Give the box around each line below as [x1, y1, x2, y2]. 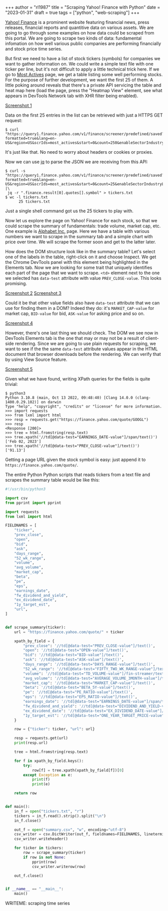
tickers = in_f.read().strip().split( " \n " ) [14, 813, 106, 818]
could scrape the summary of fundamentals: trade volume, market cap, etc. [5, 223, 161, 229]
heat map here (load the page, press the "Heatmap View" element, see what [5, 88, 162, 93]
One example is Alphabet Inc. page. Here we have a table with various [5, 228, 149, 234]
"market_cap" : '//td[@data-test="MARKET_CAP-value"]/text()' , [23, 680, 155, 685]
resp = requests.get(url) [14, 736, 68, 741]
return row [14, 791, 37, 796]
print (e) [31, 782, 50, 787]
